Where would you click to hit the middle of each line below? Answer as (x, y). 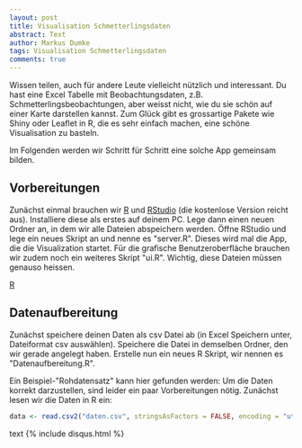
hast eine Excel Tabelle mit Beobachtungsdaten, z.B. (107, 94)
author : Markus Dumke (50, 43)
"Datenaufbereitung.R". (53, 363)
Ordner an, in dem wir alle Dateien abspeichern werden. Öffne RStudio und (148, 228)
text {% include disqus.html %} (67, 434)
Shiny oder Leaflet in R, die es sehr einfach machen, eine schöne (129, 123)
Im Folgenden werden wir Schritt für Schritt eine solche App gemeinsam (143, 150)
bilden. (22, 160)
